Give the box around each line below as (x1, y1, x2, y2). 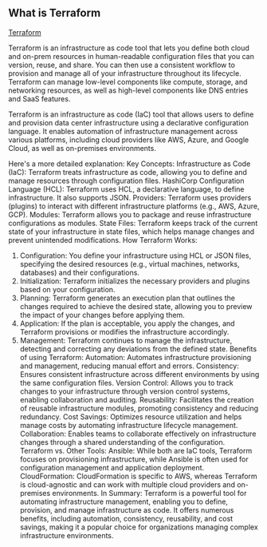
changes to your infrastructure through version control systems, (19, 386, 230, 396)
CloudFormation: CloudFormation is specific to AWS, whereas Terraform (19, 471, 257, 481)
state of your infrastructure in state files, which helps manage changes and (8, 227, 255, 236)
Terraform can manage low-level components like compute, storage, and (8, 77, 248, 86)
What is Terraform (8, 6, 101, 20)
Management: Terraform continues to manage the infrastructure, (19, 335, 233, 345)
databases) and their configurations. (19, 268, 139, 277)
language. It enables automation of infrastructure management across (8, 126, 238, 136)
